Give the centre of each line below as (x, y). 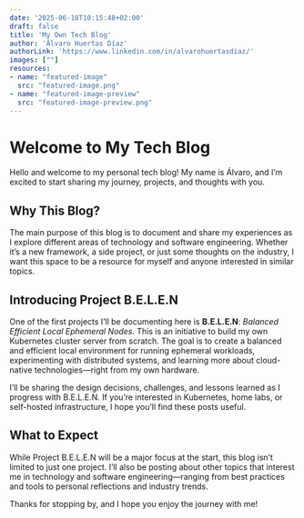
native (21, 370)
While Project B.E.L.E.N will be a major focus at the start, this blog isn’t (141, 457)
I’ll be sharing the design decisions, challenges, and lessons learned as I (145, 387)
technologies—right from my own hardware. (117, 370)
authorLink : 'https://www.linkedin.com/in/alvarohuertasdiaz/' (132, 52)
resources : (30, 69)
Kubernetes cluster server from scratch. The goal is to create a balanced (146, 341)
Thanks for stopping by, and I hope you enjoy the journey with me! (134, 503)
